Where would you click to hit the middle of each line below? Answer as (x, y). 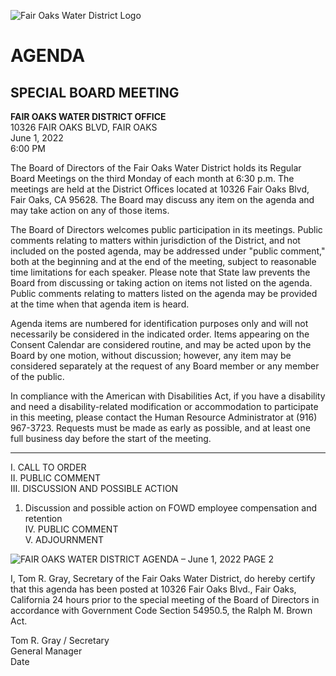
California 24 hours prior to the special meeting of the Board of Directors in (165, 599)
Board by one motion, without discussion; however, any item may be (151, 355)
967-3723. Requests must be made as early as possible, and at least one (160, 428)
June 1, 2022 (37, 138)
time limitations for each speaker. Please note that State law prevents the (160, 272)
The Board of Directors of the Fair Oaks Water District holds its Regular (156, 168)
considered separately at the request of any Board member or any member (165, 366)
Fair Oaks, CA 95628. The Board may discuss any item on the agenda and (162, 199)
